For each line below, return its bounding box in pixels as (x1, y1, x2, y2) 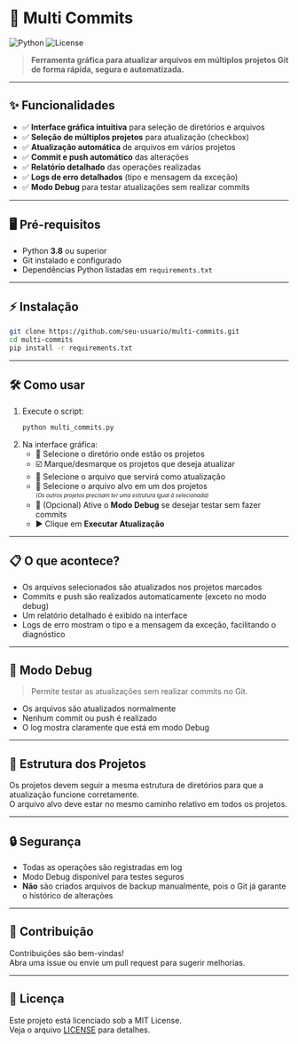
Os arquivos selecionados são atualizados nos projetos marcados (21, 581, 263, 592)
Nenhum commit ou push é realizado (21, 713, 158, 724)
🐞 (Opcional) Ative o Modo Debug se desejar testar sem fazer (35, 499, 262, 510)
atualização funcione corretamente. (9, 789, 140, 800)
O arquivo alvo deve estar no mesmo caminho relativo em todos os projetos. (9, 799, 288, 810)
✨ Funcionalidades (9, 98, 115, 114)
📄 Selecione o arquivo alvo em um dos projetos (35, 480, 208, 491)
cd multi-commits (9, 336, 74, 344)
